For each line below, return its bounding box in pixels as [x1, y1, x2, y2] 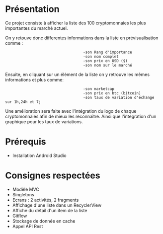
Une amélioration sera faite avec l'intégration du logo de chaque [5, 108, 137, 114]
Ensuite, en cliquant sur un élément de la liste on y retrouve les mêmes [5, 71, 150, 78]
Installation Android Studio [12, 153, 67, 158]
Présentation [5, 3, 60, 15]
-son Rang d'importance [82, 50, 133, 55]
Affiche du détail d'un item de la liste [12, 207, 87, 213]
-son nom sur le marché [82, 63, 133, 68]
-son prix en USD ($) [82, 58, 128, 63]
